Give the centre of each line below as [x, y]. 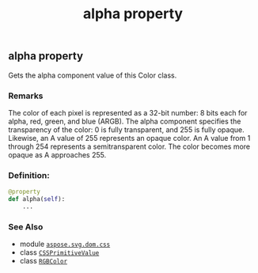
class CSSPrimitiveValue [59, 252]
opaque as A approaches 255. [57, 154]
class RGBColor [44, 261]
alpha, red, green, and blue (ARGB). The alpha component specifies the [125, 121]
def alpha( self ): [37, 199]
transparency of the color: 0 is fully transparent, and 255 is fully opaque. [126, 129]
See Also [26, 226]
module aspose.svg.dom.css [65, 244]
